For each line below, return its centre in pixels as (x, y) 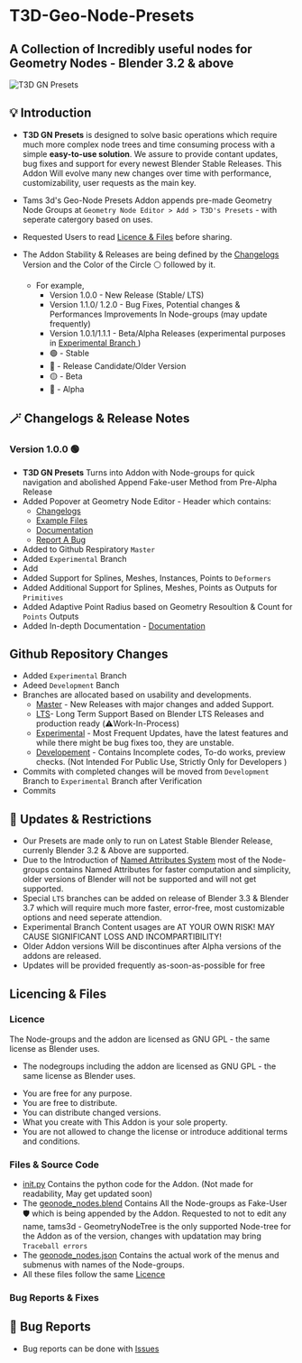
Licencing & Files (58, 994)
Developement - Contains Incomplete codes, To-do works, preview (160, 752)
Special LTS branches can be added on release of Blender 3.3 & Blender (156, 898)
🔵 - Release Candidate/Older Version (118, 365)
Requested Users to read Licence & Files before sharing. (127, 236)
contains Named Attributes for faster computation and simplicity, (171, 870)
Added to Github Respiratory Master (89, 549)
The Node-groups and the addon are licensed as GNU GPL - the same (140, 1039)
